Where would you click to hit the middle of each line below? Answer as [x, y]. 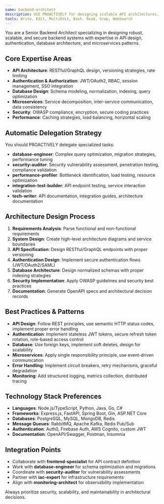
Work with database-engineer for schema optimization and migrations [84, 467]
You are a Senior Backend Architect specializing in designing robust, [74, 33]
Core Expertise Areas [39, 59]
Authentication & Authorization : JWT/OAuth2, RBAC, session [75, 81]
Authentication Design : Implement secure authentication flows [76, 260]
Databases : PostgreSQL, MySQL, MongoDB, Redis [63, 419]
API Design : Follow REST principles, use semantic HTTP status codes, [83, 323]
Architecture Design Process [50, 217]
